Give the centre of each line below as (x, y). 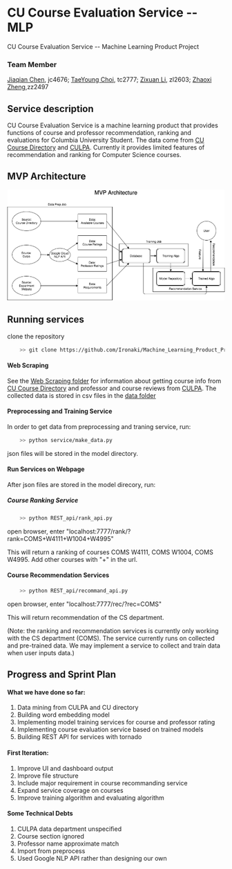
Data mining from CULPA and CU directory (78, 708)
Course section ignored (50, 836)
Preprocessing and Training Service (60, 411)
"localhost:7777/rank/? (98, 531)
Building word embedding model (64, 715)
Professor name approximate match (68, 843)
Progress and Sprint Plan (61, 675)
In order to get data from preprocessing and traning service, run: (99, 426)
